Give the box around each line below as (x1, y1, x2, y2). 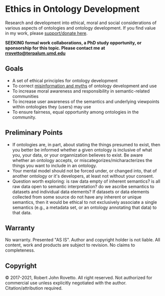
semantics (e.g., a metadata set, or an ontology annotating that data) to (12, 204, 157, 210)
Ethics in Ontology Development (5, 3, 140, 15)
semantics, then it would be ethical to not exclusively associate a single (12, 199, 157, 205)
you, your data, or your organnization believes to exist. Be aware (12, 152, 143, 158)
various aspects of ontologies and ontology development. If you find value (5, 25, 156, 31)
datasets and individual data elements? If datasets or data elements (12, 189, 149, 195)
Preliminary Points (5, 129, 63, 137)
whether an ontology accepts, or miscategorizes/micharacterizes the (12, 157, 153, 163)
